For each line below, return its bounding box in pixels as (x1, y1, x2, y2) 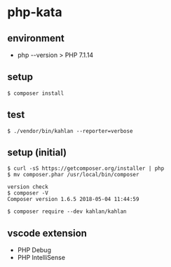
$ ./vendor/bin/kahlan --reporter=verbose (7, 127, 133, 134)
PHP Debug (17, 246, 51, 254)
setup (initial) (7, 147, 67, 159)
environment (7, 32, 64, 44)
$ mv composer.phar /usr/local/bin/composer (7, 171, 139, 178)
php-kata (7, 4, 62, 20)
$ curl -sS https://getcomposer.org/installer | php (7, 165, 165, 172)
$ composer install (7, 89, 64, 97)
